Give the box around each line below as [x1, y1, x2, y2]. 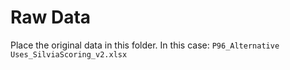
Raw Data [10, 6, 92, 29]
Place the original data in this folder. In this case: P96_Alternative [10, 39, 280, 51]
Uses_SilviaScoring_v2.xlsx [10, 49, 128, 60]
